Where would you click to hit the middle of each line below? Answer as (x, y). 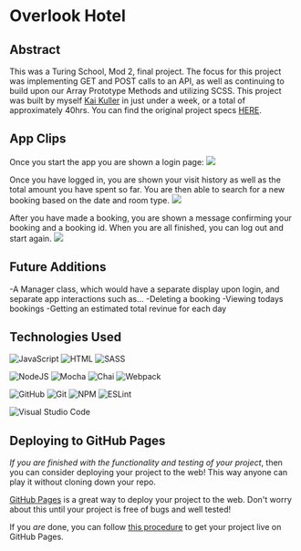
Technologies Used (65, 337)
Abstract (35, 50)
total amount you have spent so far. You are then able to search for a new (147, 189)
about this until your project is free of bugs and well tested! (120, 509)
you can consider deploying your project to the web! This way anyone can (149, 473)
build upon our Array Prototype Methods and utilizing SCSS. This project (145, 91)
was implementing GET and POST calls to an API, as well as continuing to (147, 81)
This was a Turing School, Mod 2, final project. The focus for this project (145, 71)
